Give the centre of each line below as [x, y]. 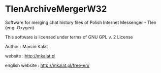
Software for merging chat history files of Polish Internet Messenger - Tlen [81, 22]
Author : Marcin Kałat [27, 46]
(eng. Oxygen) [20, 27]
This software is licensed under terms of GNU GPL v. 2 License [69, 37]
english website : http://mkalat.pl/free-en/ [47, 65]
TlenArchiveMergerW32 [56, 9]
